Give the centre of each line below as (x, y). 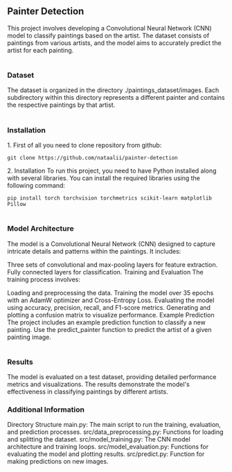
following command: (36, 185)
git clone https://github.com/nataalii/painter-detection (92, 158)
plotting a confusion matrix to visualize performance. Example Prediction (111, 315)
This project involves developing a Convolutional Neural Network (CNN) (110, 28)
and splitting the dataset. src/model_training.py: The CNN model (99, 439)
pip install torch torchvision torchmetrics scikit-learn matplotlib (110, 198)
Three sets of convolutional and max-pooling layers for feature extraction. (113, 264)
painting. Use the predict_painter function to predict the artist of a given (109, 329)
